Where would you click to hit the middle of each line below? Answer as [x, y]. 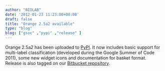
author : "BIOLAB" [23, 10]
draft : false [19, 19]
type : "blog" [19, 28]
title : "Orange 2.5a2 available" [40, 24]
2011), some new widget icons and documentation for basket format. [76, 58]
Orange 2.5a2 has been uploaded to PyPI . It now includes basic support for [83, 47]
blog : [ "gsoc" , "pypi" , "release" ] [43, 33]
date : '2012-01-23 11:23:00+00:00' [42, 14]
